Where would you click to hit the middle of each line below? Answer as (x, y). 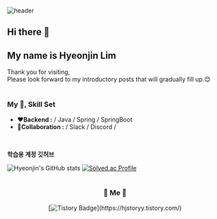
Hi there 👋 (28, 32)
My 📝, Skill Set (31, 104)
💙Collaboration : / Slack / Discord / (66, 126)
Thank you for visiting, (39, 72)
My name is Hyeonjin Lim (62, 55)
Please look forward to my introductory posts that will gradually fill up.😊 (109, 80)
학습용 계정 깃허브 (31, 154)
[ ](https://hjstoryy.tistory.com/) (115, 208)
